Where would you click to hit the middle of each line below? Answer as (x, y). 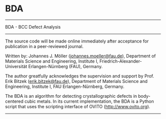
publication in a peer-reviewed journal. (44, 46)
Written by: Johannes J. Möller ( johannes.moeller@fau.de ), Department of (81, 56)
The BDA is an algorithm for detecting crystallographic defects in (71, 96)
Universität (16, 66)
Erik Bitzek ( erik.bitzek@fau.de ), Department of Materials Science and (76, 81)
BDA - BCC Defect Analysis (33, 27)
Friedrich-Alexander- (121, 61)
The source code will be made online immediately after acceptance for (77, 41)
